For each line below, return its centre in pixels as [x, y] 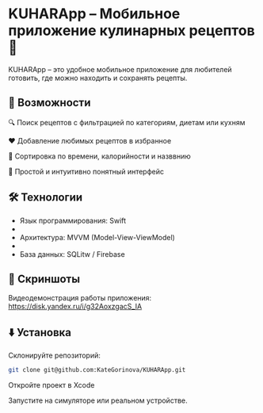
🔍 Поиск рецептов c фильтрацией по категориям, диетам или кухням [127, 122]
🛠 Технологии [46, 198]
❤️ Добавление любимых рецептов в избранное [90, 140]
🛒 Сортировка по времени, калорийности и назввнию [100, 156]
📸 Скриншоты [44, 279]
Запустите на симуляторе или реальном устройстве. [98, 400]
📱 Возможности [50, 103]
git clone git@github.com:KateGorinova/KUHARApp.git [97, 370]
